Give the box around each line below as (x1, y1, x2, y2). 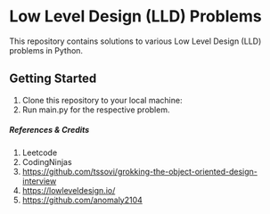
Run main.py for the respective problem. (21, 104, 170, 115)
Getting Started (9, 71, 97, 86)
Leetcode (21, 147, 58, 158)
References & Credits (9, 125, 90, 136)
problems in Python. (9, 45, 83, 55)
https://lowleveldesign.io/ (21, 185, 116, 195)
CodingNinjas (21, 156, 73, 167)
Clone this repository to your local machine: (21, 95, 183, 105)
